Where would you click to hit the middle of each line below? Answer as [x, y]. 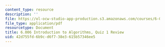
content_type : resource [29, 10]
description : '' [22, 14]
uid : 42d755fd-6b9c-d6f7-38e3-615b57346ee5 [50, 37]
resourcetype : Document [29, 28]
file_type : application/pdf [34, 23]
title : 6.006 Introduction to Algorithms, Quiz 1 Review [65, 32]
